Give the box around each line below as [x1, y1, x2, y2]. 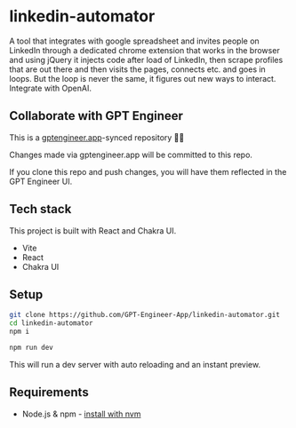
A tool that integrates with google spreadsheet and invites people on [9, 36, 260, 46]
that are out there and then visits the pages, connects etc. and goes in [9, 64, 267, 75]
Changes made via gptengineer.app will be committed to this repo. [9, 149, 253, 160]
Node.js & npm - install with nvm [21, 408, 141, 419]
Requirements [9, 384, 89, 400]
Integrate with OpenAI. [9, 83, 92, 93]
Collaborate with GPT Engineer [9, 108, 184, 123]
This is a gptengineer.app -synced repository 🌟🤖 [9, 131, 185, 143]
